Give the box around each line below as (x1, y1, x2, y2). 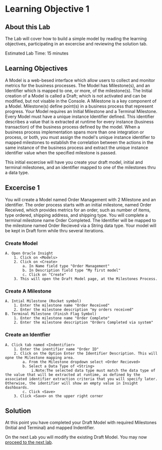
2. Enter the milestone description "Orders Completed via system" (14, 320, 153, 325)
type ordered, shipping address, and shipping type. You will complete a (5, 212, 148, 218)
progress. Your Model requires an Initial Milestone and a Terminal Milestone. (5, 108, 158, 114)
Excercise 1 (5, 184, 40, 192)
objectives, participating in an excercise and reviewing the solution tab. (5, 41, 147, 47)
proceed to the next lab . (5, 439, 53, 445)
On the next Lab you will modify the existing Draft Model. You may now (5, 434, 147, 440)
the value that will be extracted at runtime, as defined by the (5, 372, 140, 377)
